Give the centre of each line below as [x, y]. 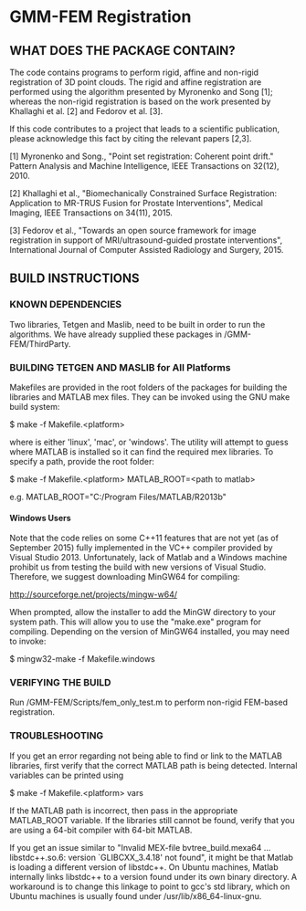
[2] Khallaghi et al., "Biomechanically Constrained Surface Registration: [143, 193]
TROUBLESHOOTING [57, 736]
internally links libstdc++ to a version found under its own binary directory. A [153, 876]
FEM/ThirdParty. [40, 343]
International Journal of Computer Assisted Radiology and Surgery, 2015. [147, 250]
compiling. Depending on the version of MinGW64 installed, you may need [150, 632]
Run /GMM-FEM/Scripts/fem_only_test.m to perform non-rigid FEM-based [148, 702]
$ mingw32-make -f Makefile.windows [82, 659]
